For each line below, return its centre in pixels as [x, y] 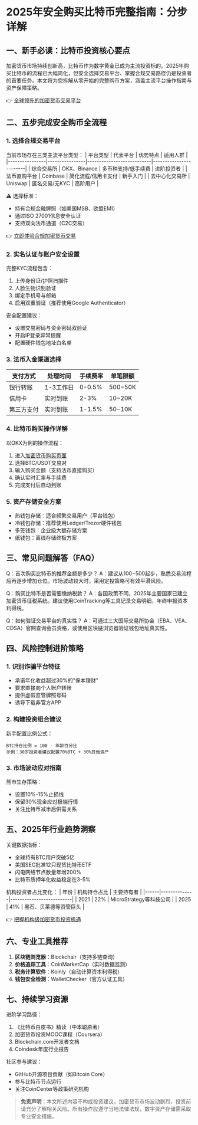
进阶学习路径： [24, 1015]
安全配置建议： [24, 315]
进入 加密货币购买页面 [40, 455]
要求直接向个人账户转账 [43, 688]
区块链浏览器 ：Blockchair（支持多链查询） [66, 957]
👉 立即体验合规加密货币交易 [41, 235]
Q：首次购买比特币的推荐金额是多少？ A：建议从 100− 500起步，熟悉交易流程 [99, 573]
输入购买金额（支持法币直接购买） [56, 470]
